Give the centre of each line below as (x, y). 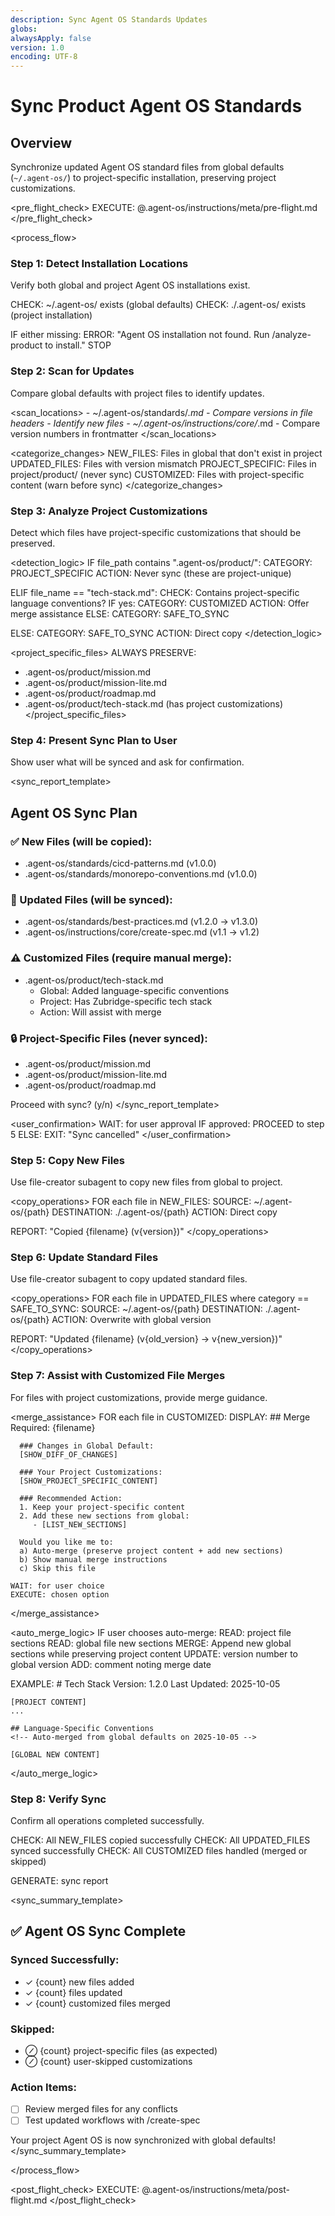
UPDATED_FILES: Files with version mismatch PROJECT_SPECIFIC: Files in (163, 463)
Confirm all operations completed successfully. (107, 1821)
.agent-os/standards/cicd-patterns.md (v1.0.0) (120, 863)
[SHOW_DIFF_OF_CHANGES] (68, 1454)
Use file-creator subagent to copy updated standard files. (129, 1279)
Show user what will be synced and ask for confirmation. (127, 762)
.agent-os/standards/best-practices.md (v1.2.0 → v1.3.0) (141, 922)
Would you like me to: (66, 1542)
